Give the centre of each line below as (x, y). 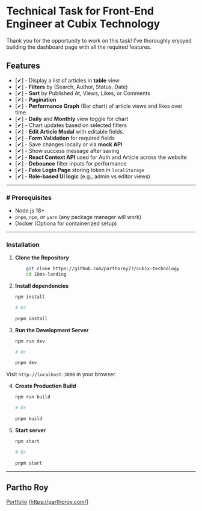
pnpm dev (26, 363)
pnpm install (31, 318)
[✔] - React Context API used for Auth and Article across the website (101, 157)
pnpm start (29, 463)
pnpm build (29, 419)
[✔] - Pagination (35, 99)
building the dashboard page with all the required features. (79, 47)
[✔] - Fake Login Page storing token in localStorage (79, 170)
